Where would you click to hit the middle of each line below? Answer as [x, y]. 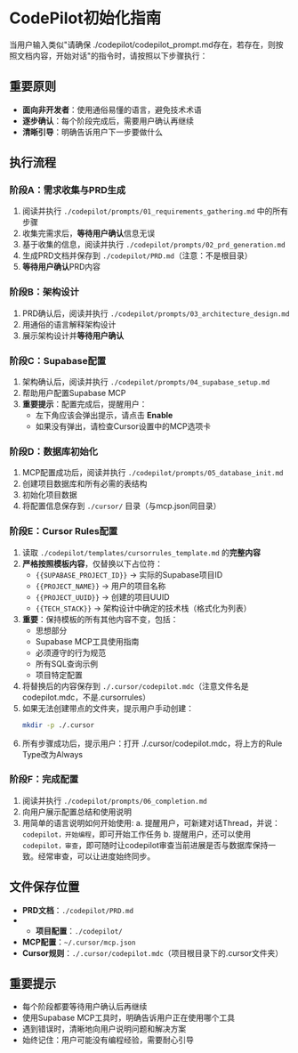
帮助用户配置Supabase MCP [74, 393]
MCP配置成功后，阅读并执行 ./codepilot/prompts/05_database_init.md [153, 473]
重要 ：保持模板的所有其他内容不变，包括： [100, 619]
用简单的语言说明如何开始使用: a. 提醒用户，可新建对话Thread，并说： [151, 822]
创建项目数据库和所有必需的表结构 [85, 484]
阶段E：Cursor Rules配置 [64, 531]
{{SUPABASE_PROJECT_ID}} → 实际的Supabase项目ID [129, 574]
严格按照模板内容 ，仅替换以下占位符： [92, 563]
